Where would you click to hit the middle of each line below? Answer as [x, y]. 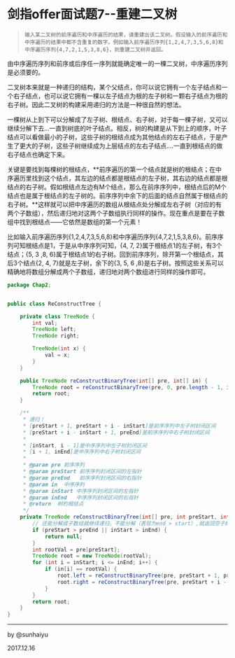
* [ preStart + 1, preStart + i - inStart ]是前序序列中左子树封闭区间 [119, 426]
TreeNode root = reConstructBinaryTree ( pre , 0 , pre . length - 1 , [128, 387]
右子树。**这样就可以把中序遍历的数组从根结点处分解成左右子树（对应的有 [115, 204]
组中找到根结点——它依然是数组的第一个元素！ [74, 222]
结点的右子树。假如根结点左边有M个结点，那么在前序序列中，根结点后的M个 [117, 187]
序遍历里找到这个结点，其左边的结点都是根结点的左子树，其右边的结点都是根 [117, 178]
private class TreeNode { [58, 316]
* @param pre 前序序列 [54, 465]
